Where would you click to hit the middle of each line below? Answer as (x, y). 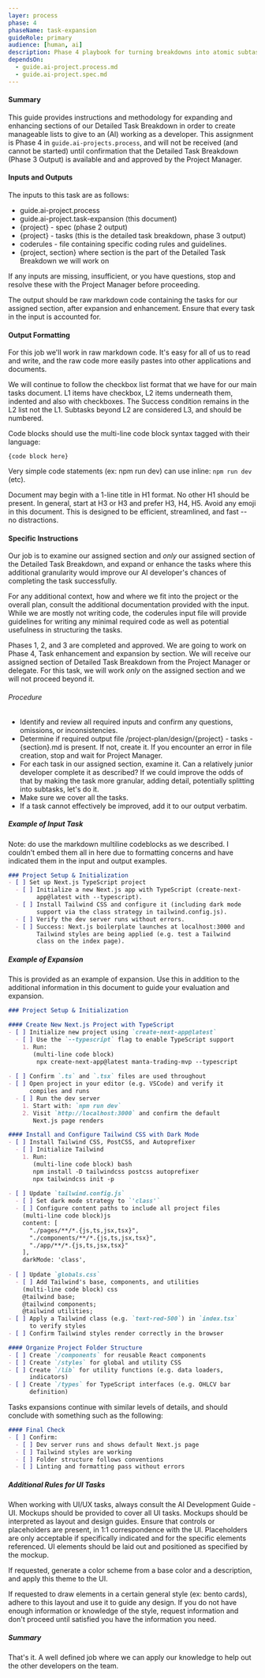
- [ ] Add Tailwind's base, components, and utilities (107, 1282)
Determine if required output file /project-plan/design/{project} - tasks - (136, 738)
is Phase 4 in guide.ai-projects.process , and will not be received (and (123, 142)
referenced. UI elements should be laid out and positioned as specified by (128, 1547)
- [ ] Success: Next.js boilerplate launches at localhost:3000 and (130, 927)
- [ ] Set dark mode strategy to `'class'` (88, 1201)
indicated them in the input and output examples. (88, 860)
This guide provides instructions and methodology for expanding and (120, 117)
